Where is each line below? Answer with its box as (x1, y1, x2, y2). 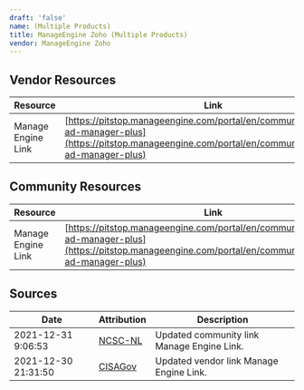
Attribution (98, 313, 147, 326)
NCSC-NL (98, 334, 143, 346)
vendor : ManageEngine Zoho (9, 38, 111, 48)
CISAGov (98, 360, 138, 373)
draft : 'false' (9, 13, 67, 23)
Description (196, 313, 249, 326)
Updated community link (155, 328, 260, 341)
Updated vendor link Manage (155, 355, 279, 367)
